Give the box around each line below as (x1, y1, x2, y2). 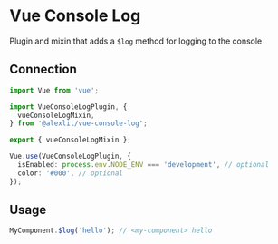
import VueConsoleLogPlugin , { (9, 102, 128, 112)
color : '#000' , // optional (17, 169, 124, 178)
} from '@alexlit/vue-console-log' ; (9, 119, 148, 128)
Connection (9, 62, 77, 77)
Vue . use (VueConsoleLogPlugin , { (9, 151, 131, 161)
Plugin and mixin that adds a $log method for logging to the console (9, 35, 263, 46)
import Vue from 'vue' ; (9, 85, 100, 95)
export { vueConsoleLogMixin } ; (9, 135, 131, 145)
